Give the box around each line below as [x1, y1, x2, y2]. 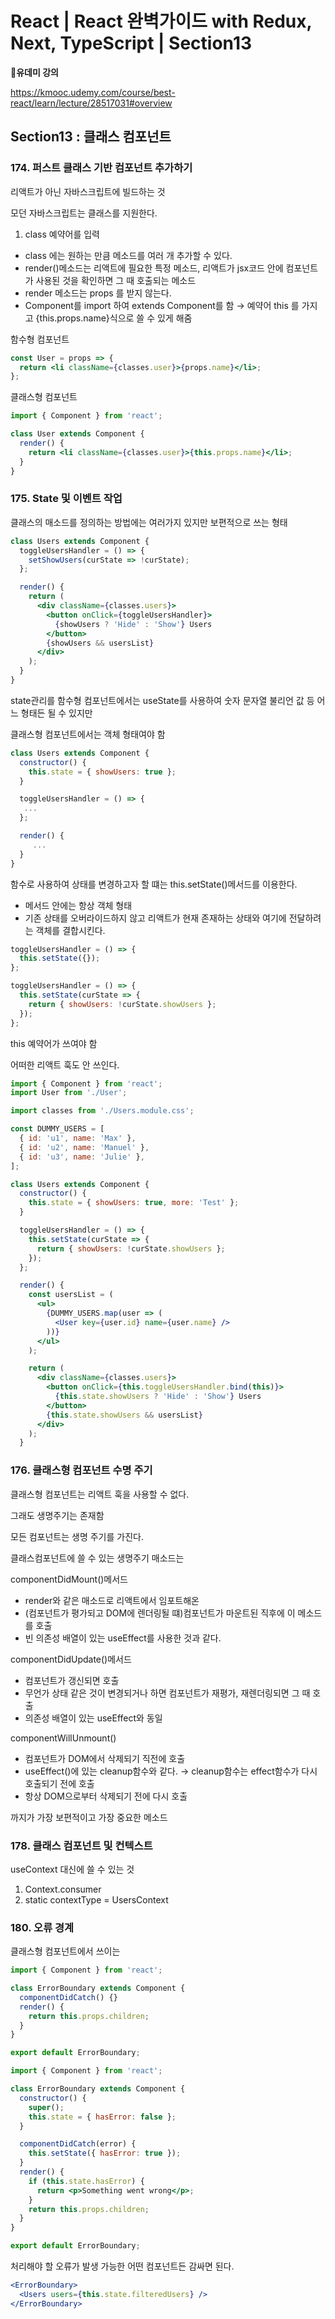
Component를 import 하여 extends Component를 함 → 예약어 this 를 [24, 299, 300, 311]
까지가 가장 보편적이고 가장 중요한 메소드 [10, 1811, 168, 1823]
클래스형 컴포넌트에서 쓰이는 [10, 1945, 121, 1957]
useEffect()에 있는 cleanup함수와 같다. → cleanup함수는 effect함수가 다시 [24, 1765, 318, 1777]
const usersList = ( [28, 1290, 114, 1300]
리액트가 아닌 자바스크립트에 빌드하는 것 [10, 185, 166, 197]
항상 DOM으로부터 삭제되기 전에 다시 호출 [24, 1790, 188, 1802]
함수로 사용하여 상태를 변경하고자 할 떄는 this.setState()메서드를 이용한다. [10, 878, 298, 890]
